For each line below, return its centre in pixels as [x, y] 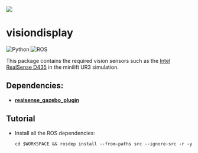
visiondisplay [40, 33]
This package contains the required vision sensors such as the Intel [88, 60]
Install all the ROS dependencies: [55, 133]
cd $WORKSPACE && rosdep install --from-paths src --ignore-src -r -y [103, 144]
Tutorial [21, 119]
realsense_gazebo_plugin [47, 100]
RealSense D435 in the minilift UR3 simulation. [63, 67]
